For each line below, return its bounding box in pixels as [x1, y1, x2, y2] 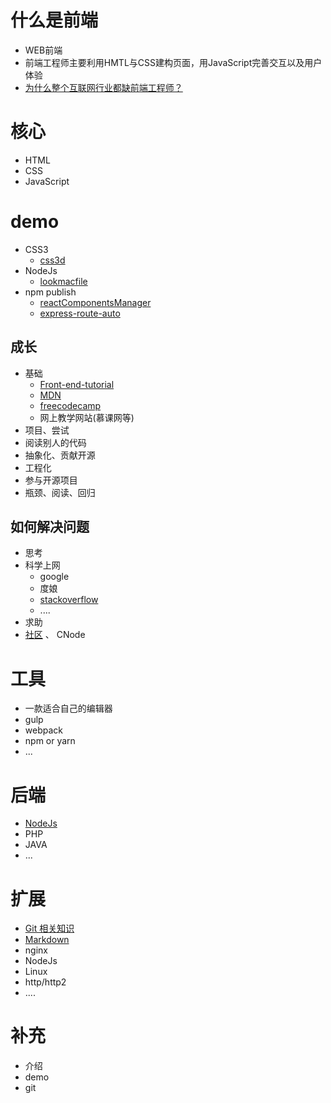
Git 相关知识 [24, 922, 75, 935]
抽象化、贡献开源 [24, 449, 96, 461]
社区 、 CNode [24, 629, 86, 641]
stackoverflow [39, 594, 99, 606]
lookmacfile [39, 275, 88, 287]
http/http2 [24, 976, 67, 988]
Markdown [24, 934, 70, 946]
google [39, 571, 70, 583]
